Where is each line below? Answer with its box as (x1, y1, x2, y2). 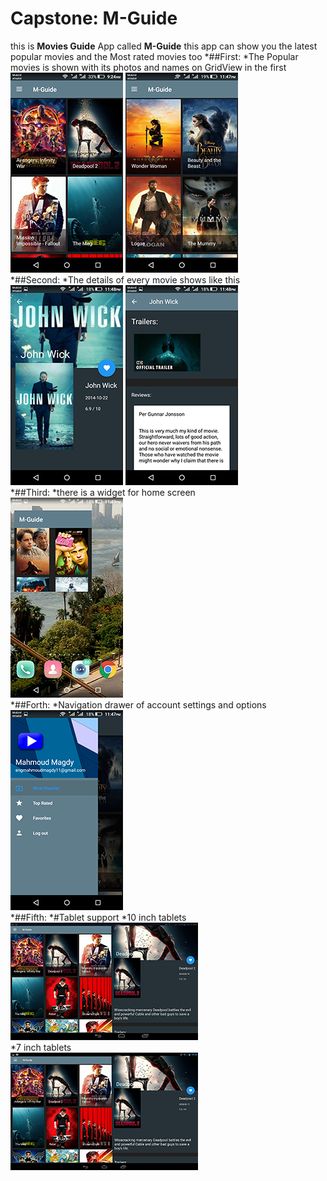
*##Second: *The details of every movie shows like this (10, 273, 241, 286)
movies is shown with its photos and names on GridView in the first (10, 61, 287, 73)
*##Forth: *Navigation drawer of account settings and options (10, 698, 267, 711)
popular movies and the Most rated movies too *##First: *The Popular (10, 50, 299, 62)
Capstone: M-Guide (10, 7, 178, 30)
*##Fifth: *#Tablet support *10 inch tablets (10, 911, 187, 923)
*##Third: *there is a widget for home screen (10, 486, 196, 498)
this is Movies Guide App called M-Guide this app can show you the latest (10, 40, 318, 52)
